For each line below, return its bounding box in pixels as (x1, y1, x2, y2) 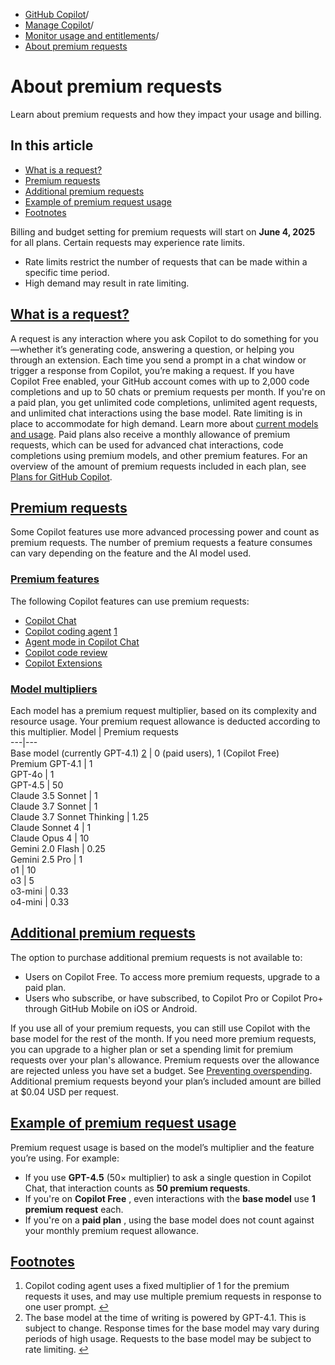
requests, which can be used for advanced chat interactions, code (10, 439, 284, 451)
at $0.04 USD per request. (10, 1085, 119, 1098)
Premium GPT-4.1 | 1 (10, 757, 93, 769)
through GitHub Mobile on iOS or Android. (24, 1002, 198, 1014)
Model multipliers (10, 682, 98, 696)
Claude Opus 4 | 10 (10, 832, 90, 844)
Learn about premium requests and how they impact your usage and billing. (10, 108, 322, 120)
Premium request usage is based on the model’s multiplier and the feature (10, 1141, 315, 1153)
